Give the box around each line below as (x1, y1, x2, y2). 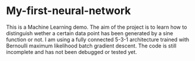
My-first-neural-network (6, 4, 131, 18)
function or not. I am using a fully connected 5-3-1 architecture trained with (6, 36, 190, 43)
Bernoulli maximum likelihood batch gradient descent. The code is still (6, 42, 177, 49)
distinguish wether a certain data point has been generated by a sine (6, 29, 173, 36)
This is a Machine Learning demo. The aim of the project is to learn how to (6, 23, 187, 30)
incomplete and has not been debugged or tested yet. (6, 48, 137, 55)
